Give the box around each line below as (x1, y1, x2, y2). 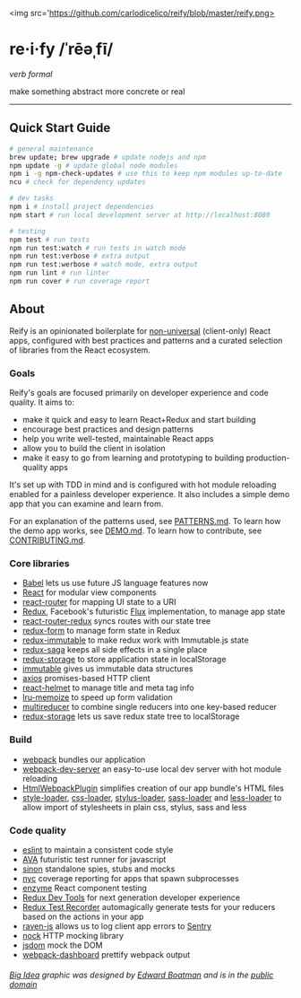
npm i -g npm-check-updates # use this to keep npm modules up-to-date (9, 170, 282, 179)
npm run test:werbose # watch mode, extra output (9, 260, 199, 269)
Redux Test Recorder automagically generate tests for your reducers (21, 901, 276, 912)
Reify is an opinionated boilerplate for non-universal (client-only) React (9, 325, 271, 336)
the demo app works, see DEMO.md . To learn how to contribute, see (9, 525, 262, 536)
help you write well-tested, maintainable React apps (21, 433, 214, 443)
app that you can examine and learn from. (9, 498, 164, 509)
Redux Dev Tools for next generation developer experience (21, 892, 240, 903)
